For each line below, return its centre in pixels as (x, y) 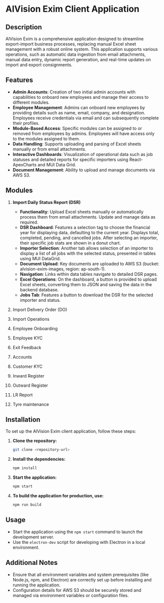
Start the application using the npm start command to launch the (78, 532)
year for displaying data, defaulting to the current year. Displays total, (90, 232)
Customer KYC (28, 366)
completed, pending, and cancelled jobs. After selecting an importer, (89, 238)
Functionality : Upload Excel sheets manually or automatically (82, 212)
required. (29, 222)
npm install (25, 468)
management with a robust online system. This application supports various (82, 49)
